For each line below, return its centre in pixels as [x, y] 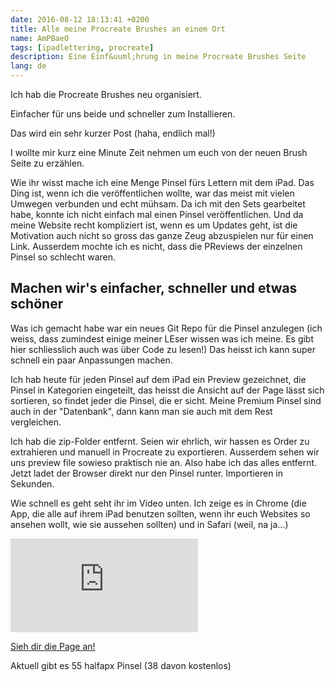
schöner [37, 304]
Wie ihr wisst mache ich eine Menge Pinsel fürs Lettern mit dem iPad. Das [162, 182]
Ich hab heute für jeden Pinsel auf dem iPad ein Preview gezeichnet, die [158, 379]
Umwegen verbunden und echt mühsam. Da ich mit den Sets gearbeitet [158, 204]
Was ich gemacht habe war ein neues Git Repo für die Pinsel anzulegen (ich [166, 328]
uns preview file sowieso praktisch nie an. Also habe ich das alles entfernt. [164, 462]
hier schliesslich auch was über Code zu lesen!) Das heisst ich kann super [163, 349]
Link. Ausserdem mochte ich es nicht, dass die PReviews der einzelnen [156, 246]
